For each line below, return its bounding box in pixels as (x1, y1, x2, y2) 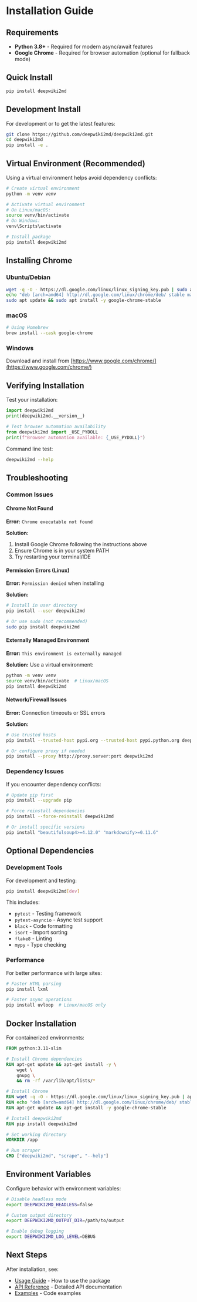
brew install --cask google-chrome (6, 330, 93, 336)
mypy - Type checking (14, 941, 66, 948)
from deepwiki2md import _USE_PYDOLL (6, 429, 98, 435)
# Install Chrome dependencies (6, 1056, 83, 1062)
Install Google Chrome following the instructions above (14, 541, 148, 548)
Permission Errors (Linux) (6, 567, 70, 574)
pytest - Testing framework (14, 910, 81, 917)
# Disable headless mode (6, 1196, 67, 1202)
